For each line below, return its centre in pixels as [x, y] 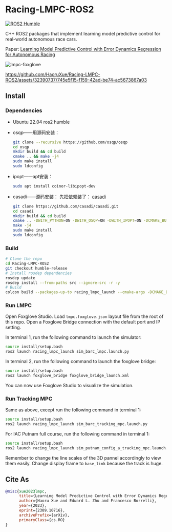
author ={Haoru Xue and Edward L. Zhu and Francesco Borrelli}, [88, 501]
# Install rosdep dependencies [39, 273]
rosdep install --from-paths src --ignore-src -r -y [63, 283]
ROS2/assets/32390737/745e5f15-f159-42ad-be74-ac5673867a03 [76, 80]
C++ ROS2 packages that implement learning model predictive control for [83, 33]
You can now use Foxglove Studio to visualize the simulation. [70, 385]
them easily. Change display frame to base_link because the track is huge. [84, 463]
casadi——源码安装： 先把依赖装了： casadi [59, 197]
